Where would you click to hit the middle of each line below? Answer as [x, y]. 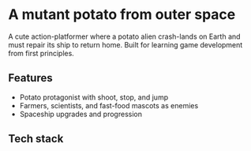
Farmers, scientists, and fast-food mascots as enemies [109, 105]
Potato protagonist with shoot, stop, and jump [94, 97]
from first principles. [41, 53]
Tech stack [36, 139]
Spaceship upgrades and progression [81, 114]
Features [30, 78]
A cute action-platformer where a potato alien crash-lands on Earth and [124, 36]
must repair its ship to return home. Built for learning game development [126, 44]
